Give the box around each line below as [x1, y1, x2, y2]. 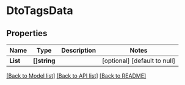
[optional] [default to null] [101, 56, 176, 65]
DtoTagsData [6, 4, 73, 18]
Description [60, 46, 96, 54]
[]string [32, 56, 56, 65]
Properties [6, 28, 48, 39]
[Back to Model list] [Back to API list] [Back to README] [6, 72, 147, 79]
